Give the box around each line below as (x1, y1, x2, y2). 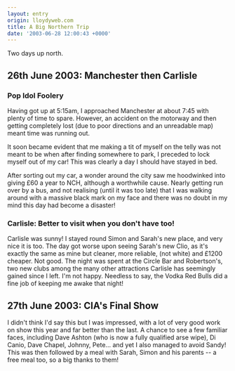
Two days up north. (7, 49, 63, 58)
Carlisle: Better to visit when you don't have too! (7, 219, 175, 228)
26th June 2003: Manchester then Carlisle (7, 70, 198, 82)
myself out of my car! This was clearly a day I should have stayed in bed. (7, 157, 218, 166)
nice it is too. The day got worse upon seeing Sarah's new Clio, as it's (7, 242, 208, 250)
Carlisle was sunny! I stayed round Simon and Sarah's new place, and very (7, 235, 223, 243)
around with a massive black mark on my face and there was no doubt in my (7, 193, 228, 202)
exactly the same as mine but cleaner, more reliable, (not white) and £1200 (7, 249, 223, 258)
